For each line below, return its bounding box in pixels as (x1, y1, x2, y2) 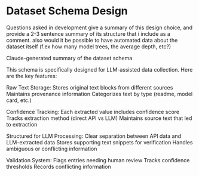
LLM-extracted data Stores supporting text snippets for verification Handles (6, 138, 193, 146)
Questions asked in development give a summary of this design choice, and (6, 24, 193, 31)
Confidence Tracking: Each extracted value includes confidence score (6, 108, 180, 115)
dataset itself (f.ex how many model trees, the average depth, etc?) (6, 43, 172, 50)
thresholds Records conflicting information (6, 163, 112, 170)
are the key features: (6, 72, 57, 79)
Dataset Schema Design (6, 4, 128, 18)
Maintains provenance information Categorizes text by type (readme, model (6, 90, 193, 97)
